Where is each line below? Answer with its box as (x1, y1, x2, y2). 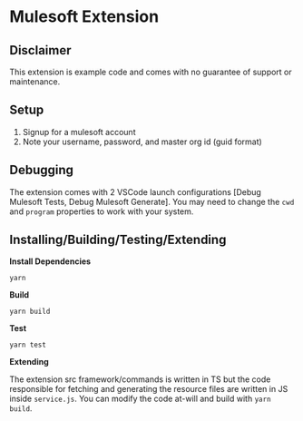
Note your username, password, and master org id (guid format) (22, 136, 263, 147)
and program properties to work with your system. (9, 206, 194, 217)
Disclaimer (9, 43, 72, 58)
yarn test (9, 340, 47, 350)
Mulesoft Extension (9, 6, 160, 27)
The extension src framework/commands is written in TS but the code (9, 374, 271, 385)
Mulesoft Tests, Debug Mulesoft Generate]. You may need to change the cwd (9, 196, 295, 207)
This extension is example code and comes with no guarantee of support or (9, 66, 292, 77)
